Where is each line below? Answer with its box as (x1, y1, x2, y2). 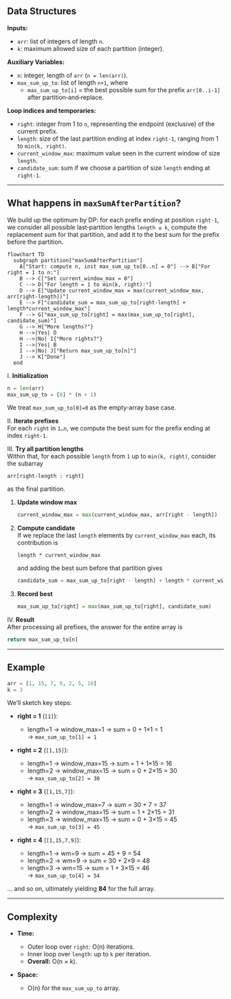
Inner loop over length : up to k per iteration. (27, 950, 151, 958)
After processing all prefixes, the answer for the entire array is (7, 623, 183, 631)
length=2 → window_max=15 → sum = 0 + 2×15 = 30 (27, 767, 177, 775)
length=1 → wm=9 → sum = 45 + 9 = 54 (27, 850, 141, 858)
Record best (16, 590, 53, 598)
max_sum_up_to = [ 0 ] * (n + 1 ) (7, 391, 97, 398)
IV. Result (7, 616, 35, 624)
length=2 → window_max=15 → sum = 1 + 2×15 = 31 (27, 808, 175, 817)
